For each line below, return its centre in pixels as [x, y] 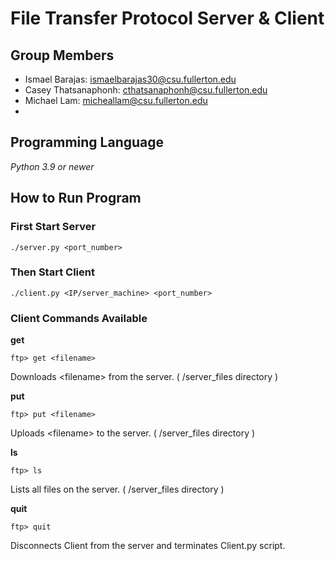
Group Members [62, 55]
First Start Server [53, 227]
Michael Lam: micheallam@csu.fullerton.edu [116, 100]
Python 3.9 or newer [52, 166]
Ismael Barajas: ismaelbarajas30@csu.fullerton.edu [130, 79]
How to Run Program [76, 198]
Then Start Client [52, 272]
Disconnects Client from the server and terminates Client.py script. [148, 546]
